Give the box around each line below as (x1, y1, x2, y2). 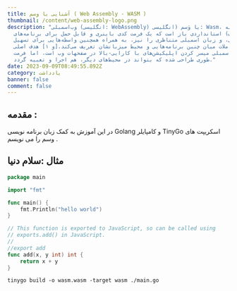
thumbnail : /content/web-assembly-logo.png (7, 17, 138, 24)
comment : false (7, 82, 52, 89)
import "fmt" (7, 186, 46, 194)
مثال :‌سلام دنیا (7, 155, 64, 167)
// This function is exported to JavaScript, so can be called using (7, 225, 217, 233)
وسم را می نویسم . (7, 135, 59, 143)
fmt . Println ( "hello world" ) (20, 206, 102, 213)
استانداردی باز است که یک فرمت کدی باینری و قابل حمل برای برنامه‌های (13, 30, 222, 37)
